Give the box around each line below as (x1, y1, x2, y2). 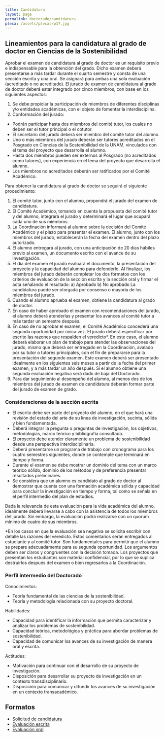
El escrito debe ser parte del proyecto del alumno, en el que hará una (12, 410, 153, 416)
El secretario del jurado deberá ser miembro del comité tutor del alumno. (12, 132, 160, 138)
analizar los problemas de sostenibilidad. (12, 622, 95, 629)
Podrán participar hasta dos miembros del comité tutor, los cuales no (12, 121, 153, 127)
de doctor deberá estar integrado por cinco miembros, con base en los (5, 86, 149, 92)
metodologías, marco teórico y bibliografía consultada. (12, 431, 124, 437)
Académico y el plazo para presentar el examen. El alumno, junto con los (12, 229, 160, 235)
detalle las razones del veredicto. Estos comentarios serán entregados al (5, 533, 153, 540)
